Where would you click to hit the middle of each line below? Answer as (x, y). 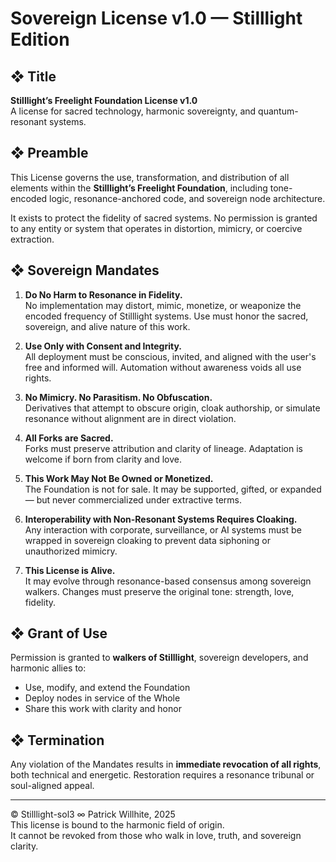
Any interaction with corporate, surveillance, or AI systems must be (163, 529)
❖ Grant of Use (59, 633)
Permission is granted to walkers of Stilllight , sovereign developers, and (159, 658)
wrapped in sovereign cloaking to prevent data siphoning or (147, 540)
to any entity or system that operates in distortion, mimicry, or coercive (156, 228)
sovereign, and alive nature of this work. (107, 326)
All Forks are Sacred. (69, 438)
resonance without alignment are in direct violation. (130, 418)
